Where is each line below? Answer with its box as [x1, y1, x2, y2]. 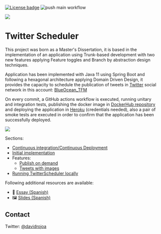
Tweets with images [19, 165, 60, 171]
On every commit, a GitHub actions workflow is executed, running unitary [5, 96, 152, 102]
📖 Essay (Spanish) [12, 189, 48, 195]
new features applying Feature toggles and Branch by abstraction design [5, 57, 151, 62]
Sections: [5, 135, 24, 141]
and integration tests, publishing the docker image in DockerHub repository [5, 101, 156, 107]
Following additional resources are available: [5, 180, 94, 186]
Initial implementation [12, 150, 55, 156]
